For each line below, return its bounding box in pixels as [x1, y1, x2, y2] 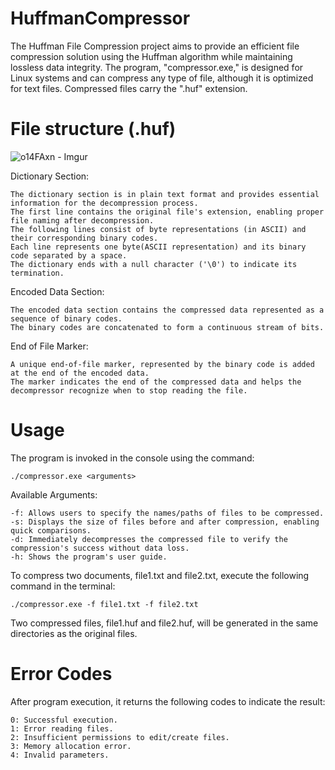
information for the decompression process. [10, 198, 199, 208]
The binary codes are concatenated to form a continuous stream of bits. [10, 322, 325, 332]
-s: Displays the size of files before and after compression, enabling [10, 517, 320, 527]
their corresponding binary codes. [10, 233, 159, 243]
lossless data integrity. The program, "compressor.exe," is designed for [10, 61, 304, 73]
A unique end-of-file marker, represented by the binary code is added [10, 359, 315, 369]
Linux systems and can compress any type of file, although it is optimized [10, 72, 314, 84]
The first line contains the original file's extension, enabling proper [10, 207, 325, 217]
